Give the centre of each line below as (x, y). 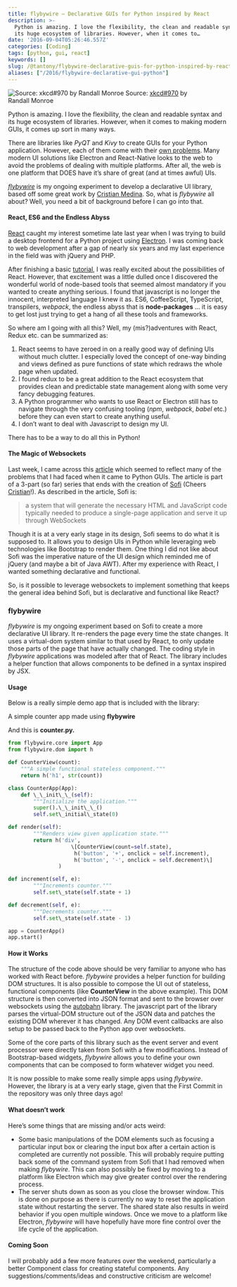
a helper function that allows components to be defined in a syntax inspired (117, 664)
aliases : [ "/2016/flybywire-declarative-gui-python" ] (89, 73)
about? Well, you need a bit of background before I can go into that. (106, 201)
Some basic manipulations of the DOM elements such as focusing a (116, 1139)
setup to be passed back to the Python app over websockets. (97, 1029)
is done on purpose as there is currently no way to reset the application (122, 1199)
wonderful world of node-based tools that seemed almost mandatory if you (117, 284)
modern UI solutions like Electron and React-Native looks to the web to (110, 158)
